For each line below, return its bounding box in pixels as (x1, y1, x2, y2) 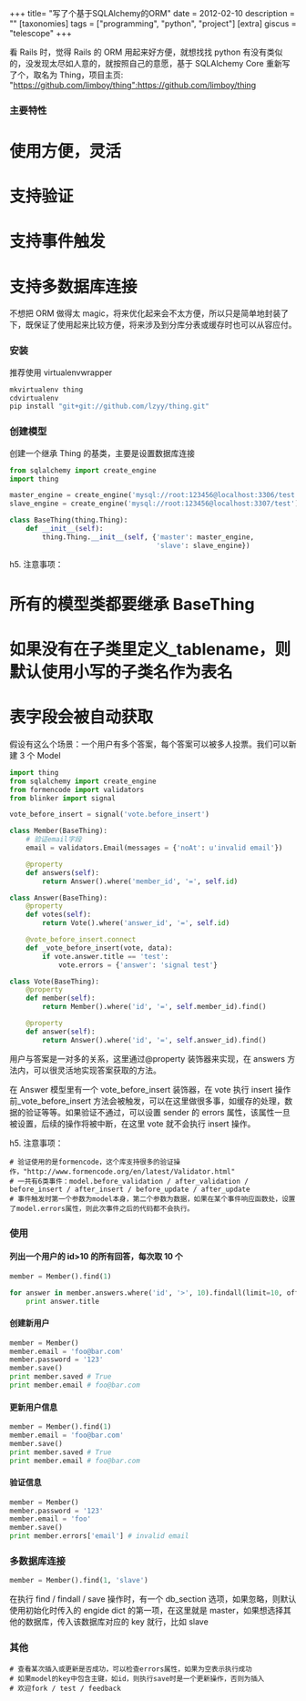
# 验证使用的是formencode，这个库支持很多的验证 (9, 1157, 175, 1166)
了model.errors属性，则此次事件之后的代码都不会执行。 (9, 1204, 194, 1213)
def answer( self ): (25, 1027, 96, 1036)
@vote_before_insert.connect (25, 935, 137, 944)
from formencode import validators (9, 785, 145, 794)
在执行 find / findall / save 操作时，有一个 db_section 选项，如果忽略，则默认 (9, 1594, 297, 1604)
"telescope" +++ (9, 28, 73, 38)
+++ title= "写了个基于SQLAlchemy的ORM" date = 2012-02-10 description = (9, 8, 296, 18)
